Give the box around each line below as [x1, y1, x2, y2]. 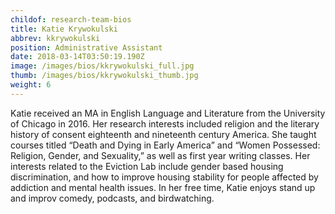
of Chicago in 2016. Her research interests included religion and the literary [10, 117, 320, 130]
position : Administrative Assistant [10, 42, 163, 53]
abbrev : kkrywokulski [10, 33, 101, 43]
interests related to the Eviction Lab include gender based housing [10, 160, 284, 172]
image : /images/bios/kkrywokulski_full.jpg [10, 61, 195, 71]
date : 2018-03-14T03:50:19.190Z [10, 52, 145, 62]
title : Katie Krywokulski [10, 24, 118, 34]
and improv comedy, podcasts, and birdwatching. [10, 192, 215, 204]
